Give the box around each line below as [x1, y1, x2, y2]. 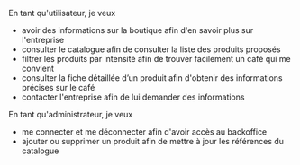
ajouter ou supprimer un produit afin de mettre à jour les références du [21, 136, 285, 146]
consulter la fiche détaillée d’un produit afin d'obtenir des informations [21, 73, 283, 83]
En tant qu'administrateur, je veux [8, 109, 133, 119]
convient [21, 63, 55, 74]
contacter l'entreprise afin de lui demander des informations [21, 91, 245, 102]
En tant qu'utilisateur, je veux [8, 8, 116, 18]
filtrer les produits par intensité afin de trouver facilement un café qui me [21, 54, 291, 64]
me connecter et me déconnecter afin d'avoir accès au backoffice [21, 126, 268, 137]
